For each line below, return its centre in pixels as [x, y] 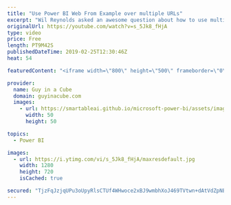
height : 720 [36, 172]
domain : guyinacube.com [47, 96]
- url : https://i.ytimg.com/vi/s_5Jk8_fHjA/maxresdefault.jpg [104, 159]
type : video [24, 33]
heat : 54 [20, 58]
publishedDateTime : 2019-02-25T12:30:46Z [67, 52]
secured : [20, 191]
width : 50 [39, 115]
